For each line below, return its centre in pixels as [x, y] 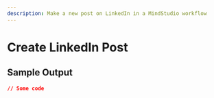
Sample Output [40, 73]
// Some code [26, 88]
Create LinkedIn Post [68, 47]
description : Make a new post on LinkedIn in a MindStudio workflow [107, 13]
